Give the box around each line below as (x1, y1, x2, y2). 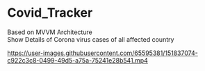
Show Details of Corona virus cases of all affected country (7, 35, 174, 43)
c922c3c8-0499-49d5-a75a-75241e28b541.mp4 (7, 56, 148, 64)
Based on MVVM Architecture (7, 28, 92, 36)
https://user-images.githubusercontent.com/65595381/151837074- (7, 49, 198, 57)
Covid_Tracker (7, 5, 93, 21)
